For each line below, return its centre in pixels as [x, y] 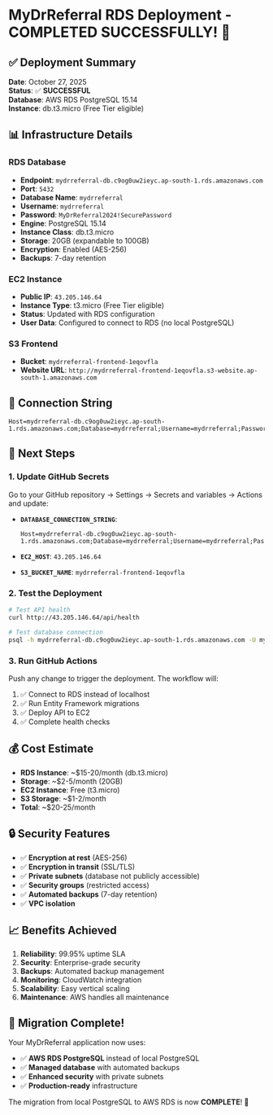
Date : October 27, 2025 [48, 82]
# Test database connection [56, 632]
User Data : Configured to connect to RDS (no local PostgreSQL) [127, 323]
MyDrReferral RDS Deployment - [120, 15]
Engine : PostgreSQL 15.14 [63, 223]
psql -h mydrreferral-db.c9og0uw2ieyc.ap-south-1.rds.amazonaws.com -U [132, 640]
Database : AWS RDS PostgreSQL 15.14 [73, 100]
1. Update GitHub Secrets [59, 476]
